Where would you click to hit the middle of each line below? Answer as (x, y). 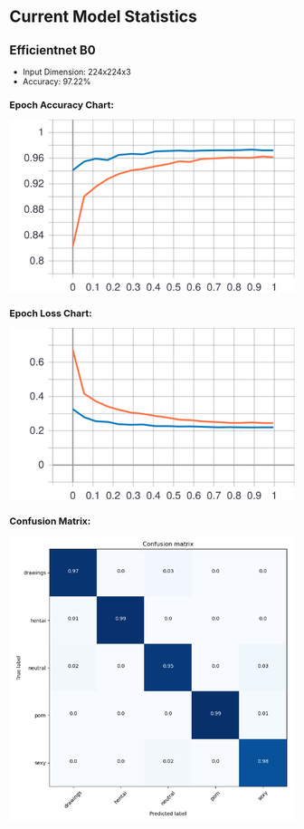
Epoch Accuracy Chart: (62, 104)
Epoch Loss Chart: (51, 313)
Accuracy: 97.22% (57, 82)
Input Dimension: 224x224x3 (76, 72)
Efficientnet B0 (53, 50)
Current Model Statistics (103, 17)
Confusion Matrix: (50, 521)
